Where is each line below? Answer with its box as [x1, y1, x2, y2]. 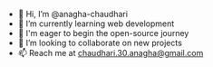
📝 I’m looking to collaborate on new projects [17, 37, 183, 48]
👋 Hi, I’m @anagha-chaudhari [17, 9, 129, 19]
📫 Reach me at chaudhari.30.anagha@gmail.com [17, 48, 204, 58]
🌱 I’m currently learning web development [17, 18, 175, 29]
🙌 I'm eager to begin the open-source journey [17, 28, 189, 38]
